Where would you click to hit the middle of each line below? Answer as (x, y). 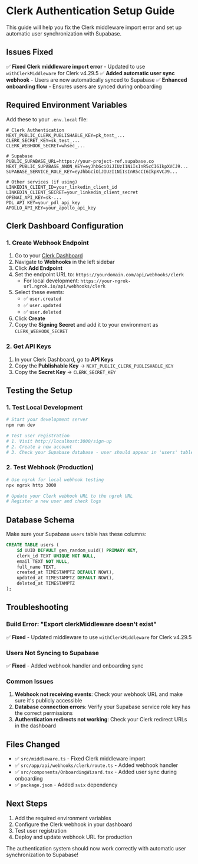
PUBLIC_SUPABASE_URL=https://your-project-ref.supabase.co (80, 161)
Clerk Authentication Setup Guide (90, 11)
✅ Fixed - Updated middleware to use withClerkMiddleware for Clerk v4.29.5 (99, 637)
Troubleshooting (37, 607)
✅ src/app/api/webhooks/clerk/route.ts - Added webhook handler (96, 765)
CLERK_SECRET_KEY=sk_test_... (43, 140)
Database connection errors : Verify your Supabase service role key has (103, 707)
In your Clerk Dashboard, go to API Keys (64, 359)
